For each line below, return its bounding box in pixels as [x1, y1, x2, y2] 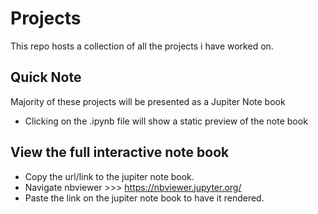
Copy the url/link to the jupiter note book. [24, 170, 195, 182]
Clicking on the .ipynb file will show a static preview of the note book [24, 115, 308, 127]
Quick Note [10, 69, 82, 86]
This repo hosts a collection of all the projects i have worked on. [10, 40, 274, 52]
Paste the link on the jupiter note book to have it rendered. [24, 192, 265, 204]
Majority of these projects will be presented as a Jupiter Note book [10, 95, 286, 107]
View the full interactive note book [10, 144, 230, 161]
